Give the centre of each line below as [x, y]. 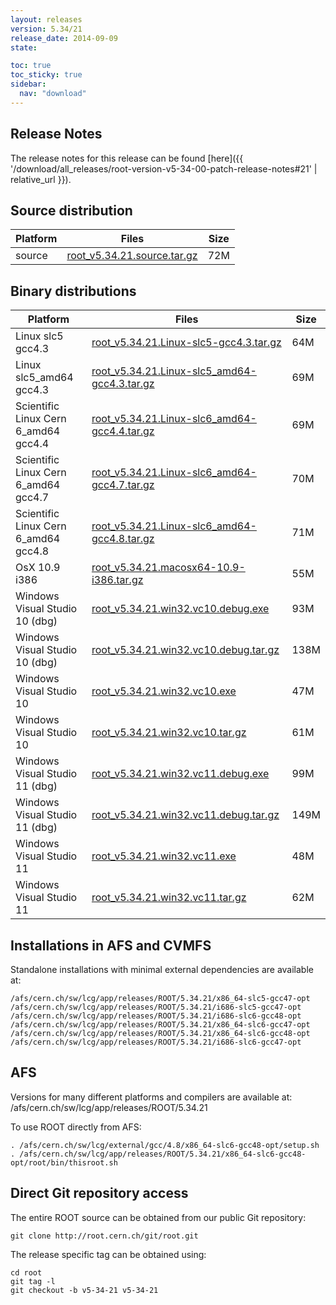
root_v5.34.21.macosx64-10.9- [168, 568]
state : [24, 47]
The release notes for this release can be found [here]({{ [127, 158]
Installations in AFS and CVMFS [111, 945]
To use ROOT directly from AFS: [76, 1127]
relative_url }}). [41, 179]
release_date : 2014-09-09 [64, 38]
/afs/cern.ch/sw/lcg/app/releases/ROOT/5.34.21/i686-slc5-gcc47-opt [156, 1007]
